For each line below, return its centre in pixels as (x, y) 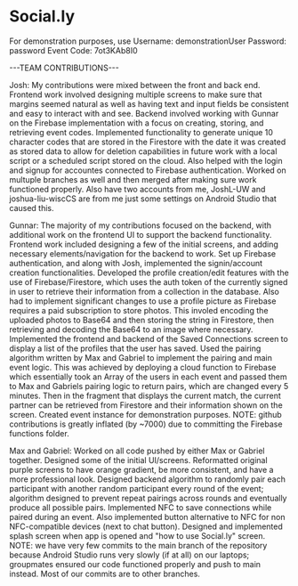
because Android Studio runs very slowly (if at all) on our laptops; (129, 555)
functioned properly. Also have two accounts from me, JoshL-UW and (137, 189)
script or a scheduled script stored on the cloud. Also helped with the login (146, 160)
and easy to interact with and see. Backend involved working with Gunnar (144, 113)
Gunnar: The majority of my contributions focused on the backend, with (141, 225)
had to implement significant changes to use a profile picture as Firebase (143, 301)
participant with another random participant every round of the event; (137, 488)
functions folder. (39, 433)
